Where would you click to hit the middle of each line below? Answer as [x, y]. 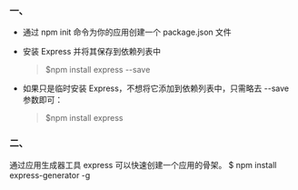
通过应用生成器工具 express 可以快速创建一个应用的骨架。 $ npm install [143, 165]
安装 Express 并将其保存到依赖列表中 [92, 52]
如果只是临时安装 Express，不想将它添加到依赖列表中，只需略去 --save [155, 88]
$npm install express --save [98, 70]
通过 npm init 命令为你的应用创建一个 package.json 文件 [127, 32]
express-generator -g [50, 175]
